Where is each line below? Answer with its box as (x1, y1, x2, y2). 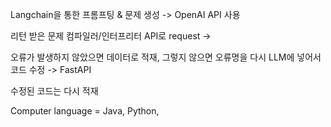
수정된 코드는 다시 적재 (10, 85, 99, 97)
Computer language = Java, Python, (10, 105, 160, 117)
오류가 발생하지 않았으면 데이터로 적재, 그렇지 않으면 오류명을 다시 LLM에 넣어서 (10, 51, 322, 63)
